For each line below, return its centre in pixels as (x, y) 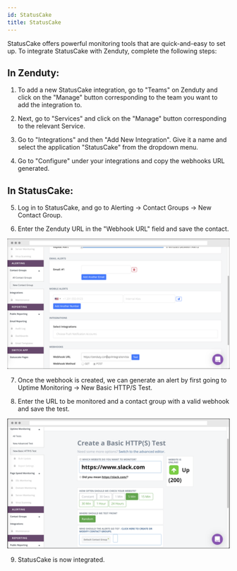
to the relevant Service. (51, 126)
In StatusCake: (41, 191)
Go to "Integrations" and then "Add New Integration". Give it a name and (122, 140)
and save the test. (43, 409)
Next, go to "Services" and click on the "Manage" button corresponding (122, 119)
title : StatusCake (34, 22)
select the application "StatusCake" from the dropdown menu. (108, 148)
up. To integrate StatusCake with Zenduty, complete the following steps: (112, 51)
